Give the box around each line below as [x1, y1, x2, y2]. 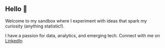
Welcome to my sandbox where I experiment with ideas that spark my [5, 18, 147, 24]
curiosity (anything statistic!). [5, 23, 65, 29]
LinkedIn [5, 38, 23, 44]
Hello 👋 [5, 5, 28, 13]
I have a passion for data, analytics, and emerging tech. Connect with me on [5, 32, 161, 38]
